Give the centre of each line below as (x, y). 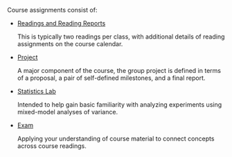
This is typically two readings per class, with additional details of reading (121, 36)
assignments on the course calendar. (70, 44)
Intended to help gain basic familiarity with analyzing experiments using (119, 105)
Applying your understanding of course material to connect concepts (116, 138)
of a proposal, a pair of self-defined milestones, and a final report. (111, 78)
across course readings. (52, 146)
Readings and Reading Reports (61, 23)
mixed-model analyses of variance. (68, 112)
